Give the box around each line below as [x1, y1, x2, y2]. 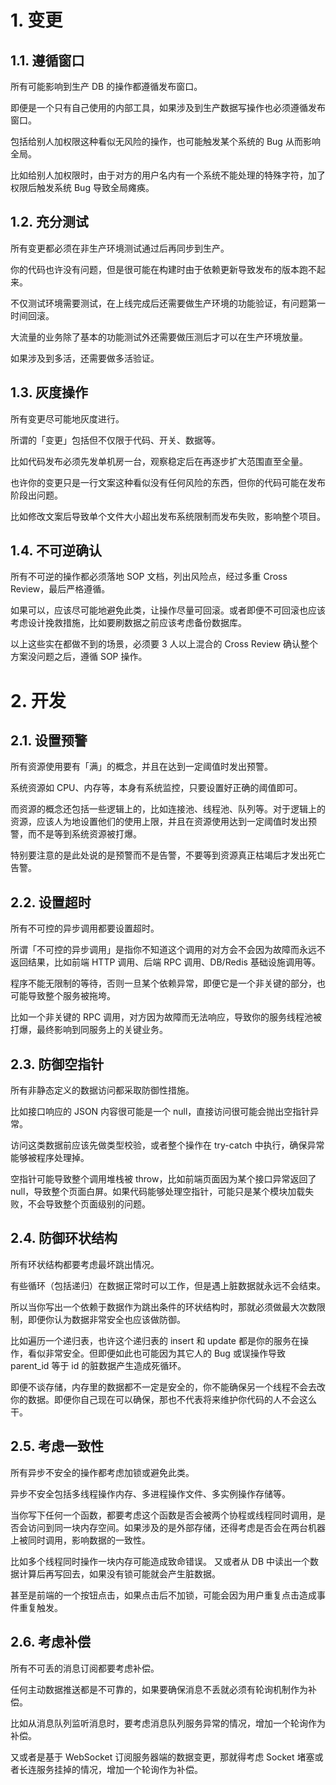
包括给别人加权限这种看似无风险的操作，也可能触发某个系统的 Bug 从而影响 [10, 136, 321, 147]
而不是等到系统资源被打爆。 [27, 828, 142, 840]
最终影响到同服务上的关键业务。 [36, 1024, 168, 1036]
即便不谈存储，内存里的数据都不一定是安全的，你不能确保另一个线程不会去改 [10, 1381, 326, 1393]
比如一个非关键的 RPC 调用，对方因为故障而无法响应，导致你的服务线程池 [10, 1011, 314, 1023]
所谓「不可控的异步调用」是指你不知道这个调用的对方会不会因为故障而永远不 [10, 944, 326, 956]
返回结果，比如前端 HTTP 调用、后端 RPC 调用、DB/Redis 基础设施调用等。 [10, 956, 321, 968]
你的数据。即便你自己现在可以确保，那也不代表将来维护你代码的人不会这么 [10, 1393, 317, 1405]
